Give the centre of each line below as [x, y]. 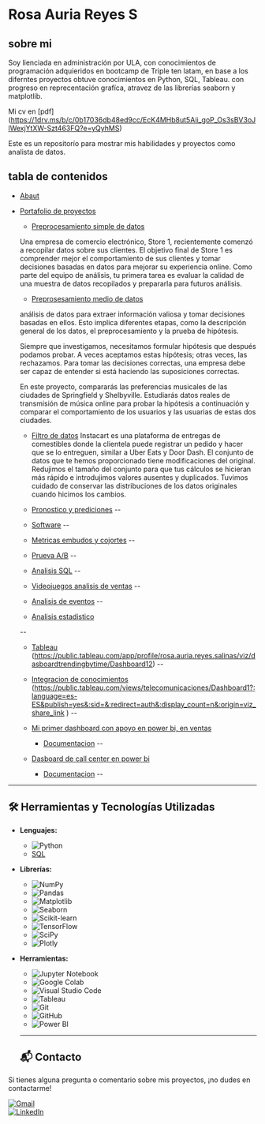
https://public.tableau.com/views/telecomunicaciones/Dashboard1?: [145, 688]
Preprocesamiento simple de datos [88, 226]
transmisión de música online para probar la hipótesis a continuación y [134, 403]
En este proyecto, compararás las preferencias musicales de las [123, 386]
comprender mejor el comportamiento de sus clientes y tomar [120, 258]
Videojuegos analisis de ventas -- [86, 586]
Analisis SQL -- [56, 571]
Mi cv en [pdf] [31, 111]
